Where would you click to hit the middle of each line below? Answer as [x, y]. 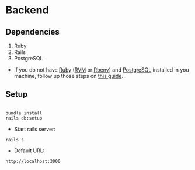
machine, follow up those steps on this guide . [69, 76]
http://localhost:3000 [33, 161]
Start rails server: [35, 129]
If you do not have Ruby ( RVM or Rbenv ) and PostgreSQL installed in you [101, 70]
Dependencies [32, 32]
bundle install [24, 113]
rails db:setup [24, 118]
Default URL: [29, 151]
